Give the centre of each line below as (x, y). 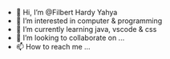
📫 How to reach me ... (53, 47)
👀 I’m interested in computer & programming (89, 21)
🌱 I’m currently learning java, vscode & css (86, 29)
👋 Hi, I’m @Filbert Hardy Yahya (67, 12)
